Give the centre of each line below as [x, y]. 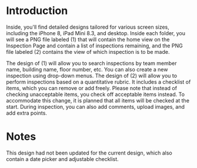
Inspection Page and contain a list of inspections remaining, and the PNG [95, 46]
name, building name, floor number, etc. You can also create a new [87, 69]
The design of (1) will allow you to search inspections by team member [91, 63]
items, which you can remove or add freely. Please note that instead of [92, 88]
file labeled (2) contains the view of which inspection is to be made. [88, 52]
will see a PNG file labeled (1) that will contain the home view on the [88, 39]
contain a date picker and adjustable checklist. [62, 159]
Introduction [37, 11]
